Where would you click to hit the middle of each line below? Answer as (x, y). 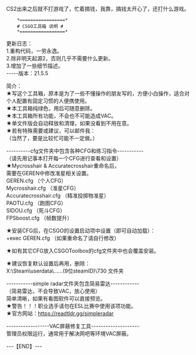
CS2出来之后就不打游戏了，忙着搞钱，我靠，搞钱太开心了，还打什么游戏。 (98, 9)
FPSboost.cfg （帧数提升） (39, 218)
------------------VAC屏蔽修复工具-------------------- (73, 326)
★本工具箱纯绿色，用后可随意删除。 (51, 108)
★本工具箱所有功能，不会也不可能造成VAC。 (61, 116)
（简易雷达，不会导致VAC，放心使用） (53, 291)
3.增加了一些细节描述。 (35, 66)
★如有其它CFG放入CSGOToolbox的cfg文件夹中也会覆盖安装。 (83, 251)
